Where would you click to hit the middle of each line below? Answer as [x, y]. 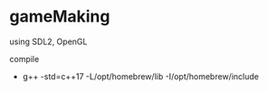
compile [24, 59]
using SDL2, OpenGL [48, 41]
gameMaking [60, 17]
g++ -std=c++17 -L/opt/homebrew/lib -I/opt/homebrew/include [141, 76]
